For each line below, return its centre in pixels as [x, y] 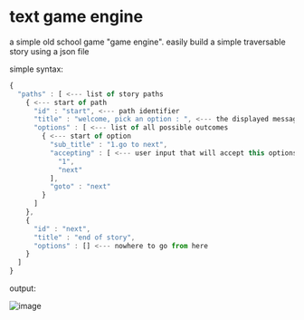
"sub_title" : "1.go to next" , [109, 145]
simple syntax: [36, 69]
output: [23, 288]
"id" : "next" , [62, 228]
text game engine [76, 17]
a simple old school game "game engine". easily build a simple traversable [148, 42]
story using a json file [49, 51]
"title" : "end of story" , [84, 238]
